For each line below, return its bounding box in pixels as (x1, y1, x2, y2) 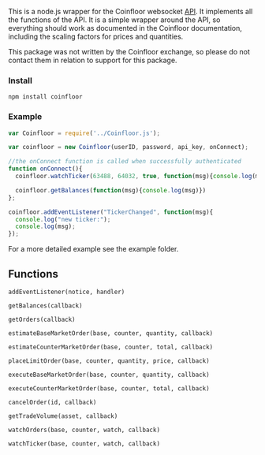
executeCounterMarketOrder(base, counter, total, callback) (8, 385, 211, 393)
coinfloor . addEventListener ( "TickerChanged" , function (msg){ (8, 208, 214, 216)
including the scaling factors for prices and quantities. (8, 32, 184, 41)
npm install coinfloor (8, 93, 83, 101)
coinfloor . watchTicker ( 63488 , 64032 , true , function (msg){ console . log (15, 173, 252, 181)
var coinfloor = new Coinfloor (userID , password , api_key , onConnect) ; (8, 144, 248, 151)
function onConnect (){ (8, 165, 83, 173)
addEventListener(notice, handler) (8, 288, 125, 296)
